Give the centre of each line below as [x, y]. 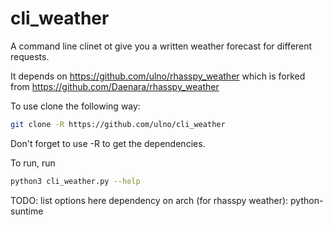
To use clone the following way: [75, 106]
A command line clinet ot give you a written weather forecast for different [161, 46]
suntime [27, 211]
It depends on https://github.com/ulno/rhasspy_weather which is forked [158, 76]
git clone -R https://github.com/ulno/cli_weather [118, 124]
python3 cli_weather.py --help [75, 181]
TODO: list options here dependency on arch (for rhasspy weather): [149, 200]
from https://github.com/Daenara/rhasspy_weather [115, 86]
